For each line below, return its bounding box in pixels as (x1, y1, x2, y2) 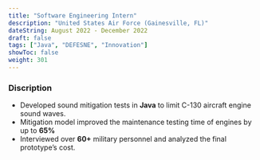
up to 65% (19, 126, 56, 135)
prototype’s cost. (19, 142, 76, 152)
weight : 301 (8, 57, 48, 64)
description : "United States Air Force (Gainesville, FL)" (8, 19, 209, 27)
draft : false (8, 33, 52, 42)
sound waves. (19, 109, 66, 119)
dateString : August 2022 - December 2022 (8, 26, 148, 34)
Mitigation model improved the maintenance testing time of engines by (19, 117, 252, 127)
